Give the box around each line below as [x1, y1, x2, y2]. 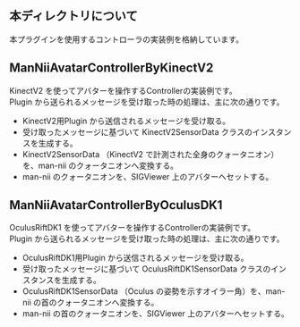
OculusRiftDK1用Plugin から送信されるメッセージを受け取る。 [21, 253, 249, 264]
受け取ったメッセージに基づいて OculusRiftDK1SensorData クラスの [21, 264, 271, 274]
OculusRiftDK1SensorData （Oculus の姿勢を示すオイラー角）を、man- [21, 286, 286, 297]
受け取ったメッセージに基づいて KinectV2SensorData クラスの [21, 126, 253, 137]
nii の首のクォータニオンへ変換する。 [21, 298, 159, 308]
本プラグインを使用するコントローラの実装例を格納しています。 [9, 34, 244, 45]
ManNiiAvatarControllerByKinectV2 [9, 61, 214, 76]
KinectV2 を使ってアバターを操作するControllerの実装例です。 [9, 85, 237, 96]
